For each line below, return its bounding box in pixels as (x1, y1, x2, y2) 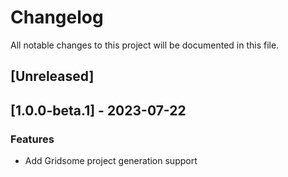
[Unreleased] (10, 68, 95, 85)
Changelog (10, 6, 104, 29)
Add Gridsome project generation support (24, 155, 198, 167)
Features (10, 132, 55, 146)
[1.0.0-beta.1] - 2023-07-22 (10, 102, 187, 119)
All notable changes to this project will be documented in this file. (10, 39, 280, 51)
